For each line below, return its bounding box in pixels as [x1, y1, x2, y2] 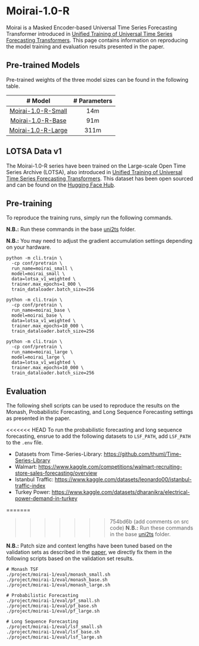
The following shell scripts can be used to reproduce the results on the [6, 402, 180, 409]
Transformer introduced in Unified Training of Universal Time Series [6, 30, 173, 37]
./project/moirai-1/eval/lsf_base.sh [6, 629, 100, 635]
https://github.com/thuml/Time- [103, 450, 182, 458]
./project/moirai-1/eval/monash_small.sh [6, 571, 111, 578]
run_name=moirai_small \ [11, 265, 73, 272]
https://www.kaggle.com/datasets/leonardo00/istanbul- [54, 476, 192, 483]
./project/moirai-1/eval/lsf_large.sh [6, 634, 102, 641]
